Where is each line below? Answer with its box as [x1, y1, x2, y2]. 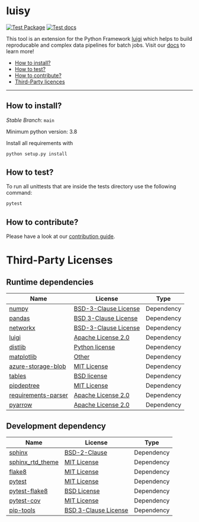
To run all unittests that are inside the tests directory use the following [6, 183, 176, 190]
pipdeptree [9, 382, 40, 390]
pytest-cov [9, 496, 41, 504]
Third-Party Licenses [6, 253, 113, 267]
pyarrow [9, 401, 33, 409]
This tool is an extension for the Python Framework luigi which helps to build [6, 35, 192, 42]
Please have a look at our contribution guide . [6, 233, 115, 240]
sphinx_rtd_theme [9, 457, 59, 466]
